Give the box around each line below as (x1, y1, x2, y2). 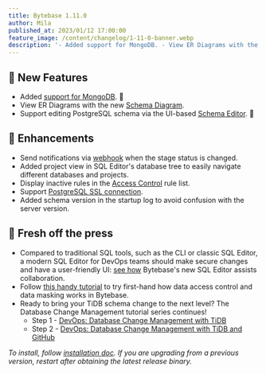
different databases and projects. (19, 169, 129, 179)
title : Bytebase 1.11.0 (8, 11, 88, 20)
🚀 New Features (8, 71, 88, 84)
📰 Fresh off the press (8, 227, 114, 240)
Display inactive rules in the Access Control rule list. (19, 178, 190, 188)
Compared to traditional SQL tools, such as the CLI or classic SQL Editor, (19, 247, 258, 257)
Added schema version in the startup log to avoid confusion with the (19, 195, 244, 205)
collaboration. (19, 273, 65, 282)
